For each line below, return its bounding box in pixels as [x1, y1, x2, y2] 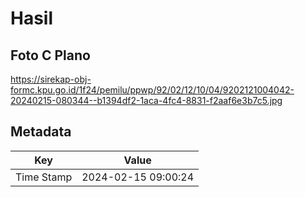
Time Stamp [15, 170, 73, 184]
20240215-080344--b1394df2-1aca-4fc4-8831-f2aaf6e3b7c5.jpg [10, 95, 283, 106]
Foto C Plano [10, 47, 91, 64]
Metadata [10, 123, 72, 141]
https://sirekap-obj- [10, 73, 92, 85]
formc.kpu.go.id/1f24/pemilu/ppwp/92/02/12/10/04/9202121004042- [10, 84, 295, 96]
